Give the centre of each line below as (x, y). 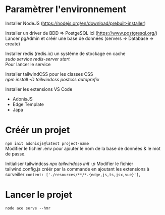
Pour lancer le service (28, 64)
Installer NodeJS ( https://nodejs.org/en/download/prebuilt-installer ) (76, 23)
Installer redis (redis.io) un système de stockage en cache (65, 53)
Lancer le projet (39, 195)
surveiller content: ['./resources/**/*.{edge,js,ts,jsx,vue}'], (73, 174)
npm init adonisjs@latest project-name (47, 143)
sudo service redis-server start (38, 59)
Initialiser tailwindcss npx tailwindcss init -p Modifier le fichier (69, 164)
